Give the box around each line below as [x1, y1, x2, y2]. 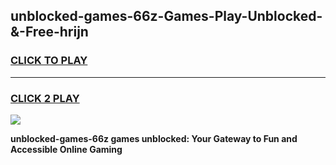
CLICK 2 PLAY [10, 91, 80, 105]
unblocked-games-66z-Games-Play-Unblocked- [10, 8, 323, 25]
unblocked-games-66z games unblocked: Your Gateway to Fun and [10, 132, 298, 144]
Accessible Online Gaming [10, 143, 123, 155]
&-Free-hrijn [10, 24, 89, 41]
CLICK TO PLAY [10, 54, 88, 68]
